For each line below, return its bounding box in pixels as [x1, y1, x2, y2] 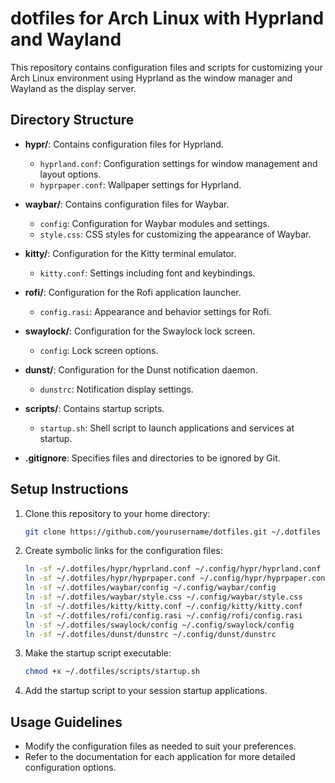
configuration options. [24, 762, 117, 774]
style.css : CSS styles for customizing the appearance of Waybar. [39, 228, 312, 240]
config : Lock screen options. [39, 344, 159, 356]
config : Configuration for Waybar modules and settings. [39, 217, 270, 229]
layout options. [39, 168, 102, 180]
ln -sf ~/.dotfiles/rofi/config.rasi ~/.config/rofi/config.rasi [24, 610, 303, 621]
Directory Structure [10, 112, 135, 129]
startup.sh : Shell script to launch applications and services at [39, 422, 295, 434]
